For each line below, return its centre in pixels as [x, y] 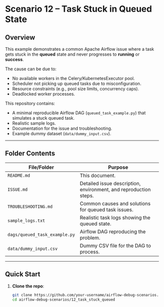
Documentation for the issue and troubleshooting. [62, 128]
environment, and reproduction [115, 189]
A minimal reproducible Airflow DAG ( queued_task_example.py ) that [79, 113]
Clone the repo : [28, 286]
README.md [19, 175]
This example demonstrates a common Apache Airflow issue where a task [80, 49]
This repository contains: [30, 103]
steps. [87, 195]
